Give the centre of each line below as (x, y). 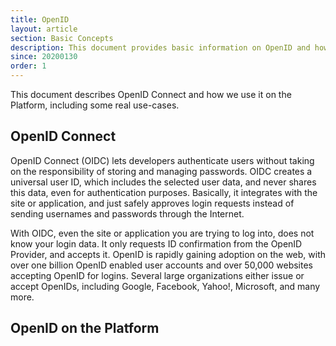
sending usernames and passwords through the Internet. (127, 213)
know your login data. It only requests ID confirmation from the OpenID (156, 243)
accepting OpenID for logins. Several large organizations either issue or (157, 275)
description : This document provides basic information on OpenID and (160, 47)
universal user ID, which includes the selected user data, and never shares (163, 182)
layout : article (44, 29)
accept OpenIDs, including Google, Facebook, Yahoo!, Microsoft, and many (165, 286)
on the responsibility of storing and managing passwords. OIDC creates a (161, 171)
